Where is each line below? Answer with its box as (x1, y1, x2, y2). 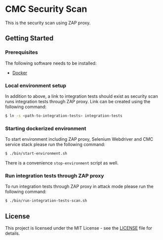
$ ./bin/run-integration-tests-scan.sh (5, 199, 87, 203)
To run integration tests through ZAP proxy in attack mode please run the (5, 184, 154, 190)
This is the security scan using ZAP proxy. (5, 20, 91, 26)
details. (5, 230, 20, 236)
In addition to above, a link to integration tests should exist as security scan (5, 93, 158, 99)
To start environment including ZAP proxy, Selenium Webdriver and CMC (5, 136, 154, 142)
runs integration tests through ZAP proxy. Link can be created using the (5, 98, 151, 104)
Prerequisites (5, 49, 38, 56)
